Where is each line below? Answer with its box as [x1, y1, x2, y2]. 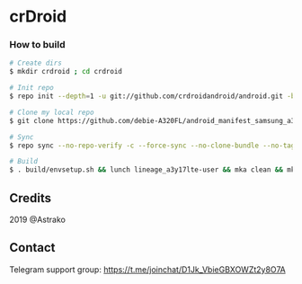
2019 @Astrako [9, 214, 66, 226]
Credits [9, 191, 52, 206]
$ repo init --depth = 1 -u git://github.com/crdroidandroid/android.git [9, 92, 283, 101]
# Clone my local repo [9, 108, 94, 117]
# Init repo [9, 84, 54, 93]
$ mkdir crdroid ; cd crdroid [9, 67, 123, 76]
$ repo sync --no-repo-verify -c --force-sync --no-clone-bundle [9, 141, 259, 150]
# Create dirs [9, 58, 63, 68]
